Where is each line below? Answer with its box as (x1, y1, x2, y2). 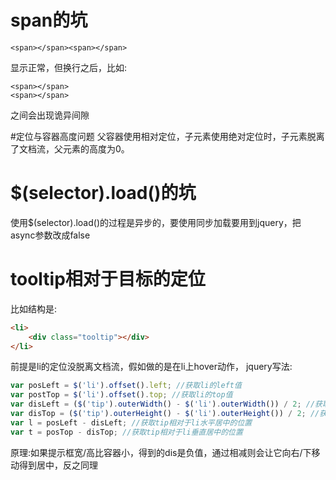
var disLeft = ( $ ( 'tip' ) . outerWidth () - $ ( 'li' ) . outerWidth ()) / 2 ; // (10, 399, 316, 410)
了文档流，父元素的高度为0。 (10, 142, 130, 155)
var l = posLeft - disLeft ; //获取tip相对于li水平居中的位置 (10, 417, 253, 428)
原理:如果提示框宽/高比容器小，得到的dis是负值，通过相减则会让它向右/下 (10, 446, 312, 458)
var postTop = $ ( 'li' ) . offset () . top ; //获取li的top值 (10, 390, 233, 400)
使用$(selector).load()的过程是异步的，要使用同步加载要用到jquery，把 (10, 216, 302, 228)
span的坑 (10, 9, 88, 32)
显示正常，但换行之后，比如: (10, 61, 128, 73)
